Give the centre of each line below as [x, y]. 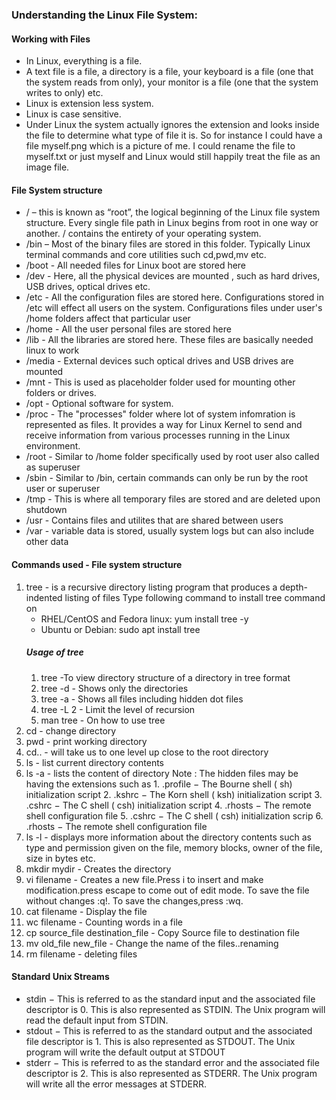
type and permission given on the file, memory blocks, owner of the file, [174, 847]
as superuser [53, 467]
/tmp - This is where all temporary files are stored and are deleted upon [173, 499]
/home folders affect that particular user [108, 319]
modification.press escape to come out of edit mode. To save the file [167, 890]
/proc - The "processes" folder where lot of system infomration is [160, 414]
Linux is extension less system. [89, 104]
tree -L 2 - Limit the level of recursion [118, 709]
